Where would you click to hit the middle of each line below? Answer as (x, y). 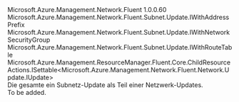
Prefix (16, 25)
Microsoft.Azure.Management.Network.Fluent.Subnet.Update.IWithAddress (118, 17)
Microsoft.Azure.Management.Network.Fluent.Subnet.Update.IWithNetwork (119, 32)
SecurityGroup (29, 40)
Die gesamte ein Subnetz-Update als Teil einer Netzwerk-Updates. (105, 85)
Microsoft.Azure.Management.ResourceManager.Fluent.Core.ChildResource (119, 62)
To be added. (27, 92)
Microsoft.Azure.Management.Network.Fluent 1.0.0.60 (87, 10)
